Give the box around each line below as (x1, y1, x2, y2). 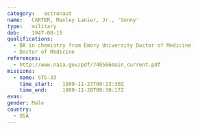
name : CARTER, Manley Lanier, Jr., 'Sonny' (7, 17, 139, 23)
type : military (7, 23, 57, 30)
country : (7, 106, 32, 113)
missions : (7, 67, 36, 74)
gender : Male (7, 100, 45, 107)
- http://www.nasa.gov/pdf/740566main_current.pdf (13, 61, 161, 68)
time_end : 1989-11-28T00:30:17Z (19, 87, 125, 94)
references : (7, 55, 41, 62)
